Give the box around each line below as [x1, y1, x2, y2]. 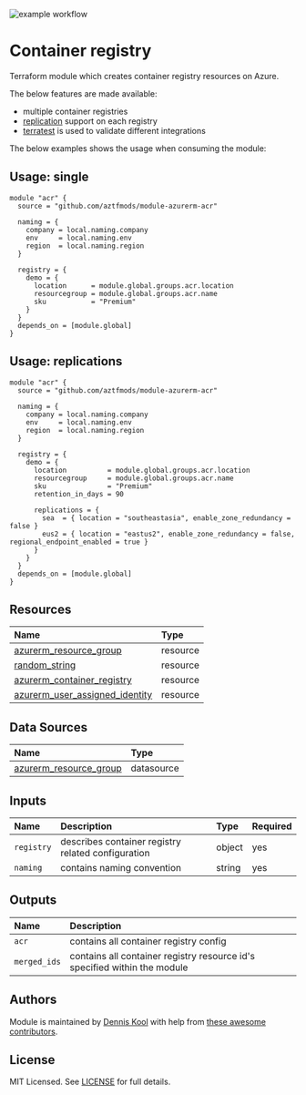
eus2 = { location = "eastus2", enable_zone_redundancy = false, [42, 529, 296, 538]
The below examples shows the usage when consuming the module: [9, 142, 267, 154]
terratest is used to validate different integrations [22, 125, 207, 136]
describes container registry [60, 835, 182, 847]
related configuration [60, 847, 150, 859]
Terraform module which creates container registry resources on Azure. [9, 70, 280, 81]
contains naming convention [60, 862, 182, 874]
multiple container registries [22, 106, 128, 117]
